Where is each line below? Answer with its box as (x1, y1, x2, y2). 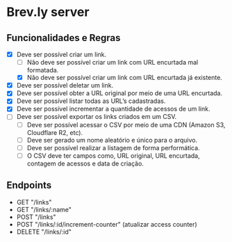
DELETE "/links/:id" (16, 227, 72, 236)
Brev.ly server (6, 4, 90, 20)
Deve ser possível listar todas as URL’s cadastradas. (16, 97, 166, 105)
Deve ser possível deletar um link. (16, 81, 114, 90)
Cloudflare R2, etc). (26, 128, 83, 136)
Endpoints (6, 179, 52, 191)
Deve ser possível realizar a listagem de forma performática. (26, 143, 200, 152)
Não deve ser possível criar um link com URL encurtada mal (26, 58, 199, 67)
